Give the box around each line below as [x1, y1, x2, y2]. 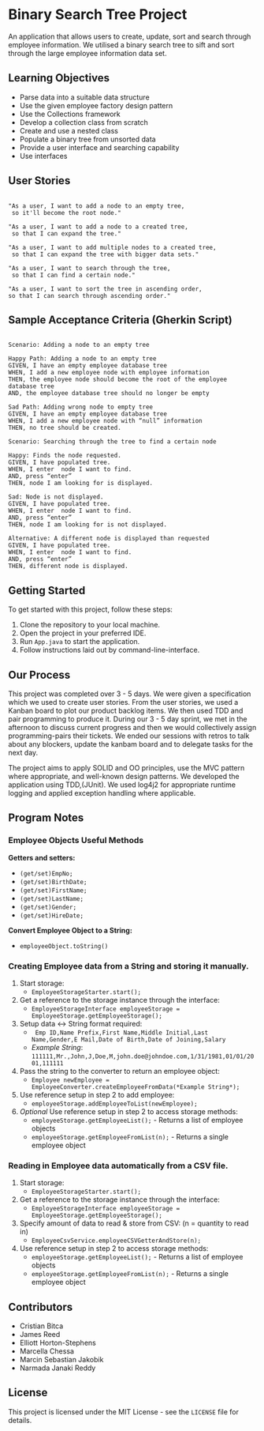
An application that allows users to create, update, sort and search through [8, 32, 251, 41]
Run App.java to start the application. [19, 637, 140, 646]
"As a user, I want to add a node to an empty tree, [8, 201, 185, 210]
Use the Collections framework [19, 109, 121, 119]
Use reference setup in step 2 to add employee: [19, 1090, 175, 1099]
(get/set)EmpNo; [19, 869, 73, 878]
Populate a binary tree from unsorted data [19, 134, 156, 144]
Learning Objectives [8, 71, 110, 85]
